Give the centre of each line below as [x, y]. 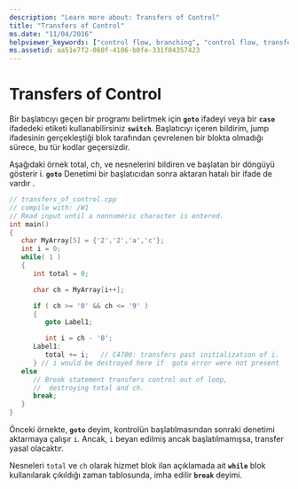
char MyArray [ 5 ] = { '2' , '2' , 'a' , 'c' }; [93, 241]
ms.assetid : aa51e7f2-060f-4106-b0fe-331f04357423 [105, 51]
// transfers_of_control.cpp [63, 200]
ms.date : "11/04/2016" [51, 34]
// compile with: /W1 [49, 208]
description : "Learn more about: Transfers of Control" [114, 17]
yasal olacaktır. [36, 448]
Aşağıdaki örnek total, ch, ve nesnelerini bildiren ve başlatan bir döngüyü [142, 164]
